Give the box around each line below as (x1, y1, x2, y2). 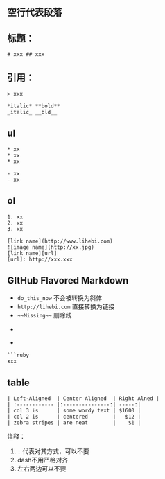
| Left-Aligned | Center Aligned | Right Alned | (7, 395, 159, 402)
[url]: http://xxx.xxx (7, 256, 73, 263)
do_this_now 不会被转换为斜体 (17, 294, 103, 302)
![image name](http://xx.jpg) (7, 243, 95, 251)
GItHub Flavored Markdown (7, 275, 129, 286)
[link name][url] (7, 250, 58, 256)
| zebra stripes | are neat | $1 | (7, 419, 141, 426)
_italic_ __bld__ (7, 109, 58, 116)
